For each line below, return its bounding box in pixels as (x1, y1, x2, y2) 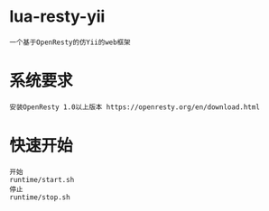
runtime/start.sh (9, 175, 75, 184)
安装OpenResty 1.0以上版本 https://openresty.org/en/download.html (9, 102, 260, 112)
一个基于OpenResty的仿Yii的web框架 (9, 38, 131, 47)
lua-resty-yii (9, 6, 106, 27)
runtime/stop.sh (9, 192, 70, 202)
